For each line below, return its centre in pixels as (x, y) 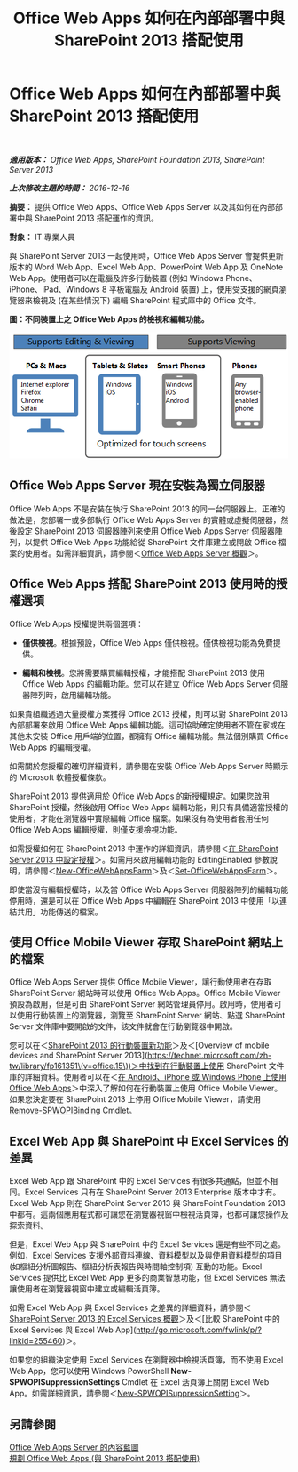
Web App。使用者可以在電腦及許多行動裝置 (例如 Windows (117, 278)
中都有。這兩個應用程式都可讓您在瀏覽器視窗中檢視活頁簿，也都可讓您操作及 (149, 1214)
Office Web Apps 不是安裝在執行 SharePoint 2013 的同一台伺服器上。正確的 (147, 509)
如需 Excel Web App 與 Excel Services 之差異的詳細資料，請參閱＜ (130, 1307)
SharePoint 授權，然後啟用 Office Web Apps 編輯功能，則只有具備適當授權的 (149, 807)
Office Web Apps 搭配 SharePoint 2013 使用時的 (143, 584)
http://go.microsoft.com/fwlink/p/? (199, 1330)
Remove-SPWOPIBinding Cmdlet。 (73, 1110)
